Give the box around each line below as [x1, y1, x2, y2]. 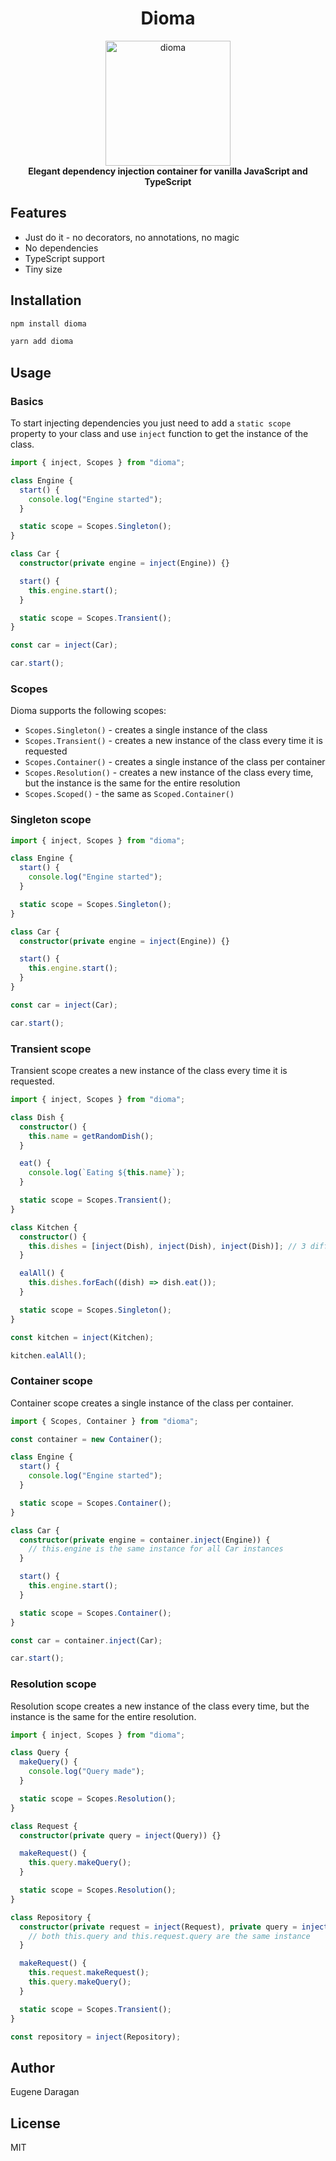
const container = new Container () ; [10, 1434, 163, 1444]
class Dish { [10, 1112, 65, 1122]
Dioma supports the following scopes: [10, 705, 167, 717]
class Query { [10, 1748, 70, 1758]
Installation [10, 292, 82, 309]
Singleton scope [10, 813, 92, 827]
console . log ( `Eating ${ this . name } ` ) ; [28, 1168, 186, 1178]
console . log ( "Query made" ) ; [28, 1767, 145, 1777]
